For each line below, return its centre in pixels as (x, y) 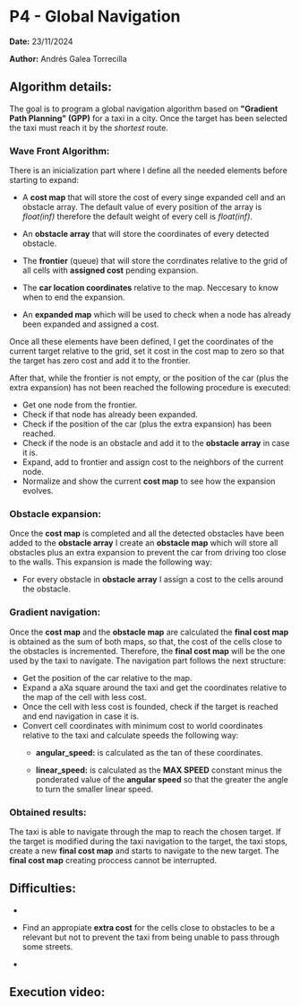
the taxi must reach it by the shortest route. (89, 127)
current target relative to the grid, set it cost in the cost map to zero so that (147, 351)
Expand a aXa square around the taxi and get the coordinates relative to (154, 687)
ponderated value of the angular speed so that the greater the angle (162, 779)
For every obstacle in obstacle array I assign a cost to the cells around (153, 580)
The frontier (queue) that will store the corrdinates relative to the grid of (155, 261)
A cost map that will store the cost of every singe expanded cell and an (154, 197)
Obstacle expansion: (55, 513)
